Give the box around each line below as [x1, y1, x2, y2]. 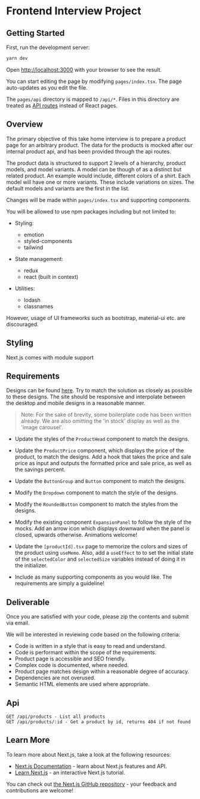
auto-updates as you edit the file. [6, 84, 88, 91]
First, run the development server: [6, 44, 90, 51]
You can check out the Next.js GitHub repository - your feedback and [6, 780, 177, 788]
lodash [23, 296, 41, 303]
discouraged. [6, 321, 39, 328]
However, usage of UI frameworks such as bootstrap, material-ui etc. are [6, 314, 186, 321]
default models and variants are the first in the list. [6, 185, 130, 192]
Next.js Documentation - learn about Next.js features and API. [14, 763, 167, 770]
